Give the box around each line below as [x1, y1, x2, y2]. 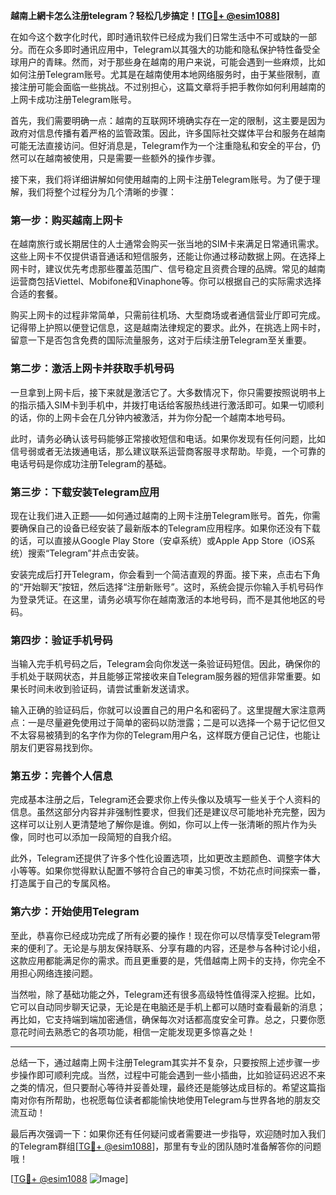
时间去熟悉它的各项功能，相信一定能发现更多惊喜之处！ [27, 1025, 256, 1038]
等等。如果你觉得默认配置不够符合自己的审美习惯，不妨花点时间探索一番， [18, 865, 326, 877]
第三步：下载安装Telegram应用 [10, 485, 160, 499]
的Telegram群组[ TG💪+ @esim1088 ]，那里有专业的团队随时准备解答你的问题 [10, 1140, 322, 1152]
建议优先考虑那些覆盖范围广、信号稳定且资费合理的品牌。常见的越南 [44, 263, 326, 275]
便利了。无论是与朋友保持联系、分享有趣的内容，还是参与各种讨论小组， [27, 942, 326, 954]
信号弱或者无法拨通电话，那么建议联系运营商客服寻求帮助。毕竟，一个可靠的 [10, 445, 326, 457]
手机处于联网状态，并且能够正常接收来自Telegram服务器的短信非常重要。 [10, 670, 312, 683]
